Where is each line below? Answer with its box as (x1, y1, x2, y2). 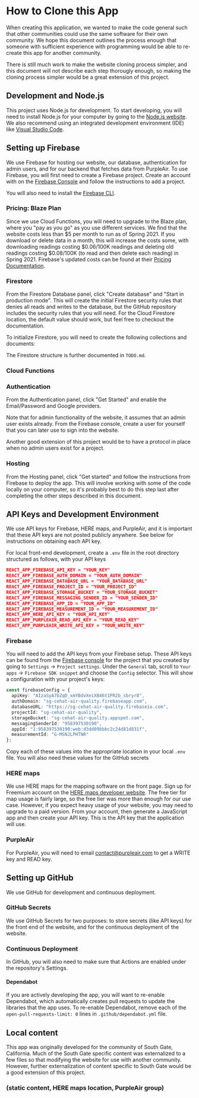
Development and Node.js (6, 91, 105, 101)
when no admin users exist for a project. (6, 444, 105, 451)
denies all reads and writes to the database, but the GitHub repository (6, 303, 177, 311)
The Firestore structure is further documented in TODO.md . (6, 352, 146, 359)
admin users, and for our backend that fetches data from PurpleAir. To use (6, 165, 188, 172)
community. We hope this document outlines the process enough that (6, 36, 177, 44)
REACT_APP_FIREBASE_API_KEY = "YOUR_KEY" (6, 567, 110, 573)
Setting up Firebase (6, 143, 80, 153)
